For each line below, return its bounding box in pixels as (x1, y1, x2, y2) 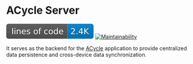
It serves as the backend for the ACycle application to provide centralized (6, 44, 187, 51)
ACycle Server (6, 4, 79, 17)
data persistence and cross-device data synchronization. (6, 51, 147, 58)
